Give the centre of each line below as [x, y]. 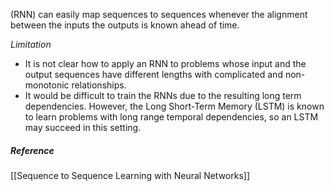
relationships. [99, 85]
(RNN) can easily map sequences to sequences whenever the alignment [159, 14]
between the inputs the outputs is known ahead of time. [125, 25]
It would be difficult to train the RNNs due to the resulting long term [163, 95]
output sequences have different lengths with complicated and [153, 74]
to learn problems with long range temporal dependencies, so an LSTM [171, 117]
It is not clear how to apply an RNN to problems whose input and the [165, 63]
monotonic [47, 85]
